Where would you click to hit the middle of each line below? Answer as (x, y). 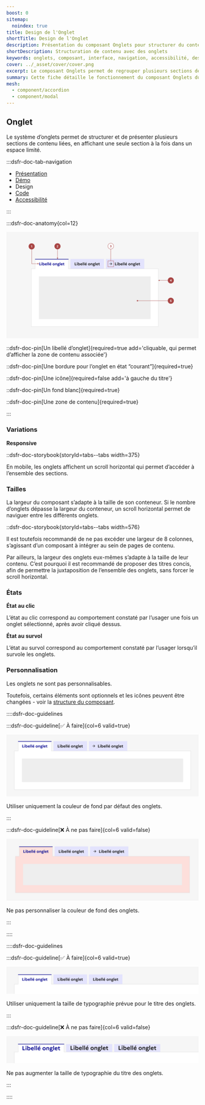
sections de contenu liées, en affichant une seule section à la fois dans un (99, 143)
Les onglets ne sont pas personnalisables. (59, 684)
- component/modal (35, 97)
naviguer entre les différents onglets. (52, 515)
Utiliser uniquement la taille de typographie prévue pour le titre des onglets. (101, 1004)
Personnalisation (32, 670)
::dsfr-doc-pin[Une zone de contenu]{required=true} (73, 402)
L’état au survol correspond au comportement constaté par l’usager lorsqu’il (102, 648)
